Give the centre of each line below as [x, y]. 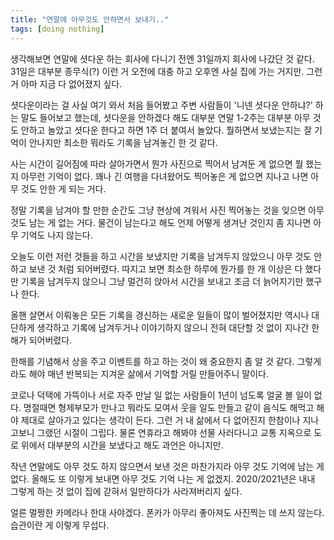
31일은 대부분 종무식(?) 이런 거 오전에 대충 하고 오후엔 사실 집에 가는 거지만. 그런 [166, 71]
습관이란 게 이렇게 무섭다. [60, 525]
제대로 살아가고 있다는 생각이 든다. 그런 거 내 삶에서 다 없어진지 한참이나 [160, 420]
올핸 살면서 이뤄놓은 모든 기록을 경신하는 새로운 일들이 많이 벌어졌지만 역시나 [160, 315]
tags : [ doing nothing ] [57, 29]
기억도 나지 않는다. [56, 235]
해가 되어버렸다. [41, 340]
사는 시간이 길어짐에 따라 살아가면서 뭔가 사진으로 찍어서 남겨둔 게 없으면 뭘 [157, 163]
